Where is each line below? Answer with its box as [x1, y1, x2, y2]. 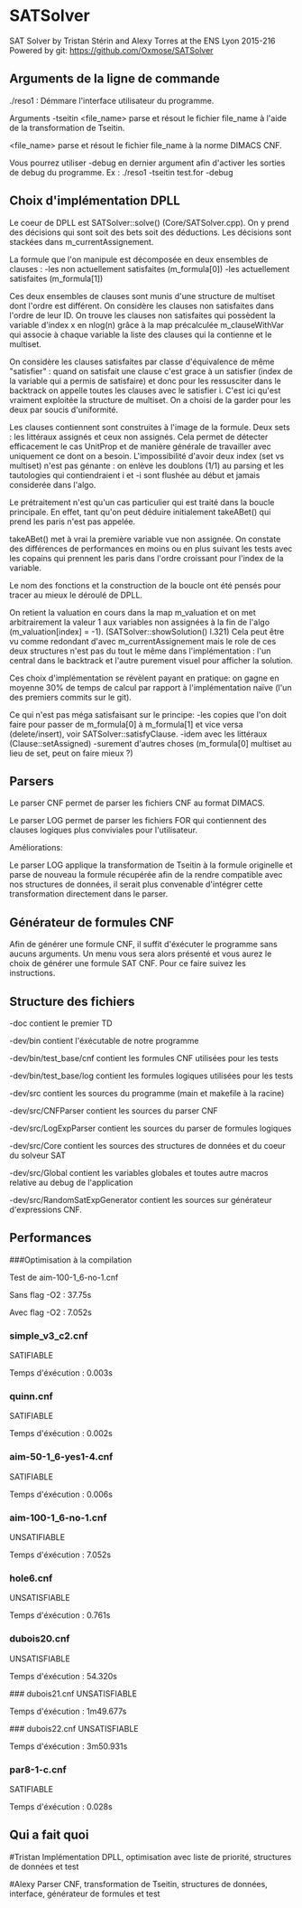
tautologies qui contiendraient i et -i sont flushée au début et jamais [9, 469, 261, 480]
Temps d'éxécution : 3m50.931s [9, 1741, 128, 1752]
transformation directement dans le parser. [9, 888, 169, 899]
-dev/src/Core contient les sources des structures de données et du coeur [9, 1141, 286, 1151]
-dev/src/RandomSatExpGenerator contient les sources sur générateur [9, 1195, 272, 1205]
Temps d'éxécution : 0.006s [9, 1489, 113, 1499]
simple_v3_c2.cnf [9, 1330, 88, 1342]
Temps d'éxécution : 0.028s [9, 1800, 113, 1812]
